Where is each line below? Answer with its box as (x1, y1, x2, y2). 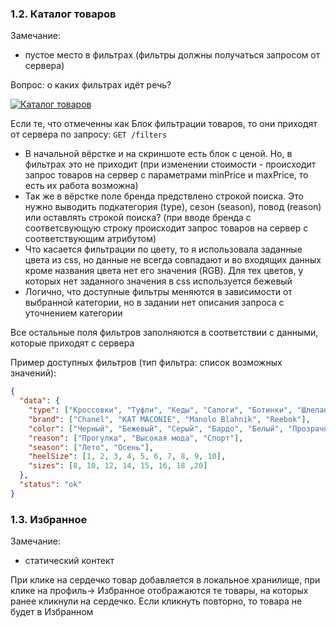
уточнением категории (24, 307, 123, 319)
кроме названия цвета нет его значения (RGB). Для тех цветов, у (24, 265, 304, 277)
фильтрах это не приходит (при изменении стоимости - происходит (24, 158, 317, 171)
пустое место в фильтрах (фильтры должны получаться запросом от (24, 49, 321, 61)
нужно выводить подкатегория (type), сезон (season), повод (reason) (24, 201, 322, 213)
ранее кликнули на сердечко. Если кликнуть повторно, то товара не (10, 595, 303, 607)
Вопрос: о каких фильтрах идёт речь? (10, 79, 172, 91)
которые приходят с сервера (10, 337, 135, 349)
